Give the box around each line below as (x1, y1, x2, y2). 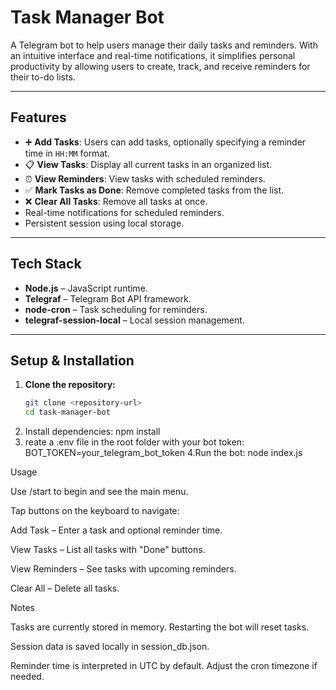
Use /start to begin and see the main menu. (10, 486, 189, 498)
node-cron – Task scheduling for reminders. (24, 303, 208, 315)
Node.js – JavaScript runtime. (24, 282, 148, 294)
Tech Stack (10, 256, 82, 273)
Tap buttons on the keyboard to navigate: (10, 505, 180, 517)
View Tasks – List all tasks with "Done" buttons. (10, 544, 206, 556)
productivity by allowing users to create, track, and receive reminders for (10, 60, 311, 72)
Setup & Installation (10, 352, 135, 369)
